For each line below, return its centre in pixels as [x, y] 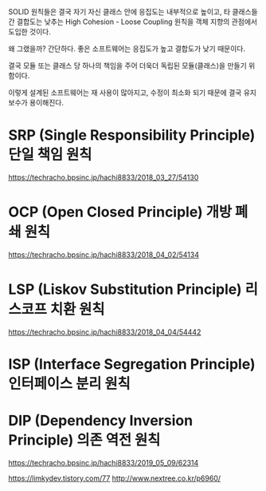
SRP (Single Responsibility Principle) [132, 135]
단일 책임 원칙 [50, 155]
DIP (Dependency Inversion [101, 421]
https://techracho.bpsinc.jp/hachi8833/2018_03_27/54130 [104, 177]
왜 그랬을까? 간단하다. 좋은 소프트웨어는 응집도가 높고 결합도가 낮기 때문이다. [127, 49]
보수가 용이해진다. [36, 103]
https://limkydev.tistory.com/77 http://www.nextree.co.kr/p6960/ [115, 478]
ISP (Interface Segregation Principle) [132, 364]
